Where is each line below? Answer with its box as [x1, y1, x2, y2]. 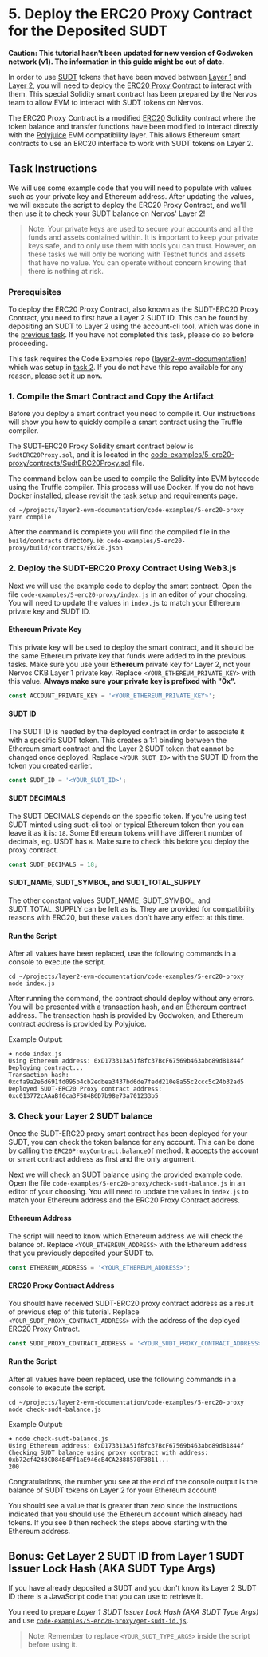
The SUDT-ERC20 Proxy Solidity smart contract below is [8, 441, 194, 451]
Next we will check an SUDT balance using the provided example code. [8, 1170, 243, 1179]
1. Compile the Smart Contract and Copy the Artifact [8, 391, 214, 402]
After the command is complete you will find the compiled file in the [8, 527, 231, 537]
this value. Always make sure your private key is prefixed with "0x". [8, 676, 237, 685]
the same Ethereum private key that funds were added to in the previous [8, 650, 246, 660]
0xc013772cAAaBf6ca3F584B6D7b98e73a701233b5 [8, 1092, 159, 1100]
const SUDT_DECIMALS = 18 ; [8, 860, 98, 868]
